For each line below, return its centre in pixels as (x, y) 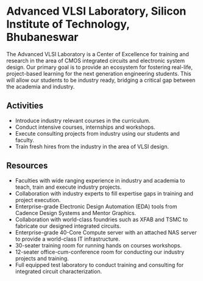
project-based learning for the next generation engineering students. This (99, 73)
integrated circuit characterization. (59, 271)
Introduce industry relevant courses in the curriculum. (83, 120)
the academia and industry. (41, 86)
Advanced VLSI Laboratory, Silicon (96, 11)
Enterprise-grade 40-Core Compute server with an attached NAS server (106, 232)
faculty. (25, 140)
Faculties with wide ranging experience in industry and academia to (100, 180)
